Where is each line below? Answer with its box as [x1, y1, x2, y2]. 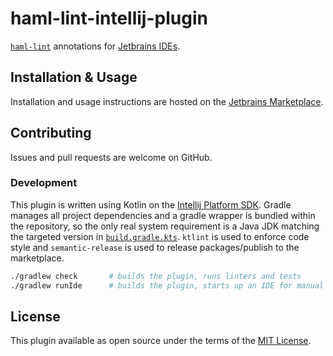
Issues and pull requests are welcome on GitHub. [10, 151, 213, 163]
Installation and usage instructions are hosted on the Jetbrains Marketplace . [10, 95, 324, 107]
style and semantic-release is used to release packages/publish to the [10, 241, 300, 253]
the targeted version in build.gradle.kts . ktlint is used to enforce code [10, 230, 310, 242]
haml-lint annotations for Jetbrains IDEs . [10, 40, 181, 52]
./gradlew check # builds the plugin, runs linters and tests [10, 271, 302, 281]
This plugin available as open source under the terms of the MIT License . [10, 335, 312, 347]
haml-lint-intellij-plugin [10, 7, 208, 30]
